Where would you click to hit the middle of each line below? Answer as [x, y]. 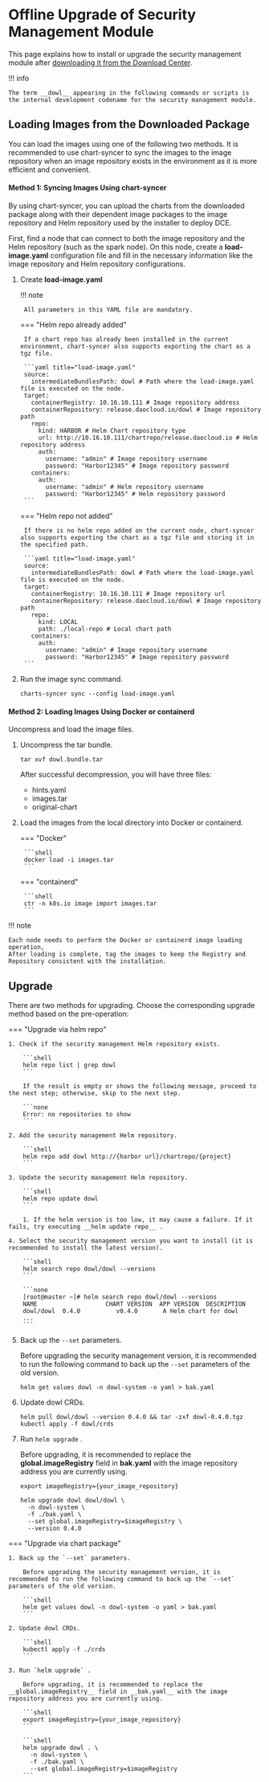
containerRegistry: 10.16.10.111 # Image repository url [128, 593]
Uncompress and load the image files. [71, 729]
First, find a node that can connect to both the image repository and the [126, 238]
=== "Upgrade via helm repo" [57, 1029]
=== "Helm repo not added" [66, 516]
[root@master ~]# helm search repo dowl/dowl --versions [120, 1297]
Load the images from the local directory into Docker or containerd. [131, 823]
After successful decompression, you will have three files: [116, 775]
